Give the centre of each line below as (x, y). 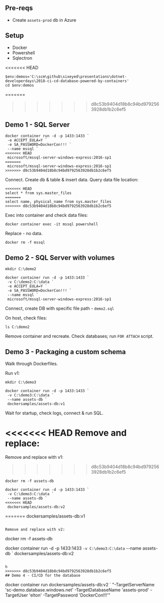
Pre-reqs (19, 8)
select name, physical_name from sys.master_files (58, 202)
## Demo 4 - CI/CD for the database (43, 575)
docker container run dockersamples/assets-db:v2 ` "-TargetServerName (80, 584)
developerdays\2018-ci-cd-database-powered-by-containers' (67, 81)
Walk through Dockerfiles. (32, 364)
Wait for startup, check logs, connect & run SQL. (54, 413)
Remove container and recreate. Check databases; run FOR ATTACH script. (80, 336)
